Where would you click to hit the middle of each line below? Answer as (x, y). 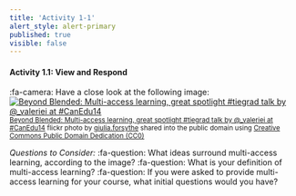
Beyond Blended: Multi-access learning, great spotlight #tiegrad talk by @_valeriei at (141, 120)
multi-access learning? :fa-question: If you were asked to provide (132, 172)
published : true (40, 34)
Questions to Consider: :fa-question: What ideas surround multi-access (143, 153)
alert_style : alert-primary (63, 26)
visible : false (38, 43)
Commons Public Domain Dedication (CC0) (77, 136)
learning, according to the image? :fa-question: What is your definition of (146, 162)
